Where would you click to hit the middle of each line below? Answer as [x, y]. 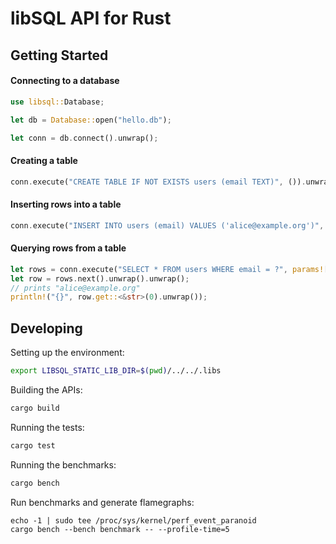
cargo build [35, 408]
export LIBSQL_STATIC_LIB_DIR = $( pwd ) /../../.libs [116, 371]
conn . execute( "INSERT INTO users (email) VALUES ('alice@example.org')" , [167, 225]
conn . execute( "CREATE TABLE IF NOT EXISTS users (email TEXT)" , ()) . [158, 182]
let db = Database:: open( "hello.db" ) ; [91, 120]
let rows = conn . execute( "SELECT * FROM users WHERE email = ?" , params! [167, 269]
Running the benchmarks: [63, 464]
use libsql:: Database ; [57, 102]
